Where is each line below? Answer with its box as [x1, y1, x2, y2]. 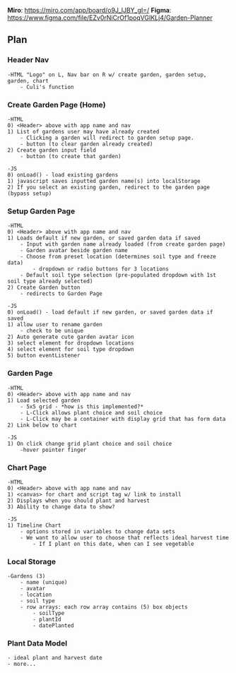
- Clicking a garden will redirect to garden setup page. [20, 134, 194, 141]
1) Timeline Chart [7, 522, 61, 529]
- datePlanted [33, 622, 74, 629]
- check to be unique [20, 328, 83, 335]
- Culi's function [20, 83, 74, 90]
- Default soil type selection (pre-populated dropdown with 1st [20, 272, 217, 279]
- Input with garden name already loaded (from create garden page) [20, 241, 226, 248]
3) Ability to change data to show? [7, 503, 115, 511]
